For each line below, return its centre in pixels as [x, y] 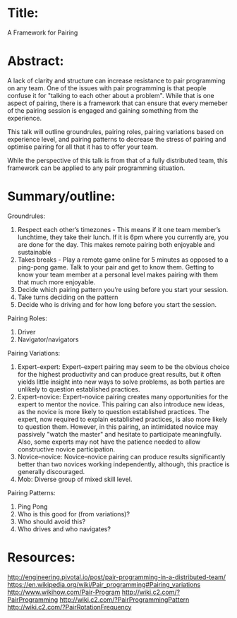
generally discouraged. [51, 471]
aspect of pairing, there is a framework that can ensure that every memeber [117, 103]
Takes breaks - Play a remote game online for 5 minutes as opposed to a [123, 260]
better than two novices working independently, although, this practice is [123, 464]
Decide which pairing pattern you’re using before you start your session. [123, 289]
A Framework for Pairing [43, 32]
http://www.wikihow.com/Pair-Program [64, 592]
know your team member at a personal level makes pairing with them [118, 274]
